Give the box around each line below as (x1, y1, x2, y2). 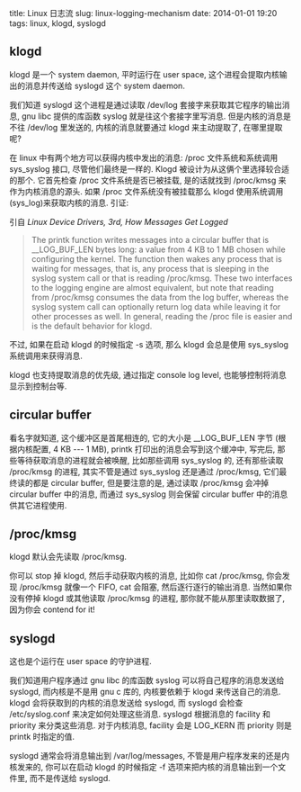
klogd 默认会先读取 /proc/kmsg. (9, 552, 128, 562)
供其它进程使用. (9, 499, 67, 510)
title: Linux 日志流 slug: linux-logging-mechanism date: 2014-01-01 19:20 (9, 8, 278, 18)
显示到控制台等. (9, 381, 67, 391)
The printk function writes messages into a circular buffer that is (31, 234, 270, 245)
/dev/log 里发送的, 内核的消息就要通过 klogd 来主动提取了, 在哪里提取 (26, 121, 283, 132)
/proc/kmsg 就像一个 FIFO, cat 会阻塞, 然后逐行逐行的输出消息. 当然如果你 (19, 581, 292, 592)
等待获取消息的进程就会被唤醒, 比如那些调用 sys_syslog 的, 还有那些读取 (16, 454, 284, 465)
